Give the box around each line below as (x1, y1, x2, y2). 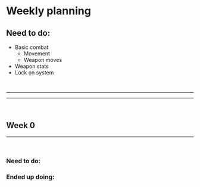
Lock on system (14, 69, 54, 76)
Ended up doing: (6, 173, 55, 181)
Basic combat (14, 43, 49, 51)
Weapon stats (14, 63, 49, 70)
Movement (23, 50, 51, 57)
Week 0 (6, 120, 36, 130)
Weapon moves (23, 57, 62, 63)
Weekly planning (6, 4, 91, 18)
